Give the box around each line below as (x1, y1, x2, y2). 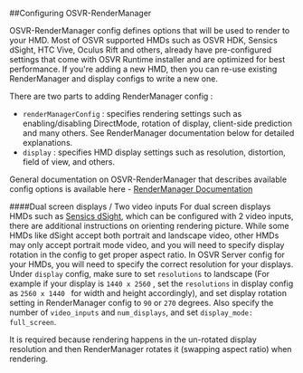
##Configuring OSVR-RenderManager (9, 8, 152, 18)
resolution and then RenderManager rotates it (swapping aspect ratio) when (9, 344, 292, 354)
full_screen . (9, 317, 57, 327)
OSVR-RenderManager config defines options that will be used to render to (9, 25, 290, 35)
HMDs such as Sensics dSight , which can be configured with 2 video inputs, (9, 211, 294, 221)
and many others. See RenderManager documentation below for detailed (22, 128, 295, 139)
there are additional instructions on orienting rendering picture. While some (9, 221, 289, 231)
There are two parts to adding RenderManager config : (9, 91, 213, 101)
